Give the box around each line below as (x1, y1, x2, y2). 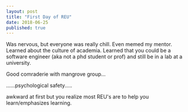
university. (6, 60, 31, 66)
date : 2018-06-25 (6, 19, 49, 25)
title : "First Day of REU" (6, 14, 72, 20)
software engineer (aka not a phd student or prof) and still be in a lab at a (6, 53, 183, 60)
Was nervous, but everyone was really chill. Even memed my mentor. (6, 41, 173, 48)
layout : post (6, 8, 38, 15)
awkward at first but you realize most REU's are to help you (6, 93, 149, 100)
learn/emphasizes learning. (6, 100, 72, 107)
